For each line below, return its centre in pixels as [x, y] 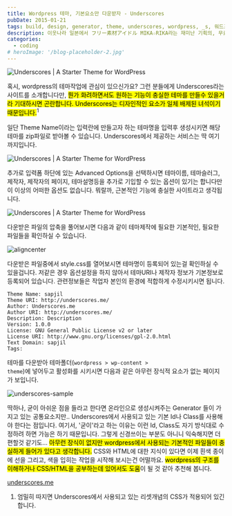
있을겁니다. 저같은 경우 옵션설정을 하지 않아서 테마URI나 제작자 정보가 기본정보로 [115, 272]
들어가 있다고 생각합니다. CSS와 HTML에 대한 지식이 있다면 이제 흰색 [118, 451]
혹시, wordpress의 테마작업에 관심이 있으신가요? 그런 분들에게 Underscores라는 [116, 86]
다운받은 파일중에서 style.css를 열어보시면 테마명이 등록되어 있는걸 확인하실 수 [113, 263]
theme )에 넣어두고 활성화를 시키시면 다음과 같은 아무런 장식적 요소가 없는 [104, 371]
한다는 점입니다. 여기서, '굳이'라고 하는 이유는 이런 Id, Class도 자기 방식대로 [116, 425]
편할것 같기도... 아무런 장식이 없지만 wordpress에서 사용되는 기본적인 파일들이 [112, 442]
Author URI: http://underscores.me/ [60, 312]
